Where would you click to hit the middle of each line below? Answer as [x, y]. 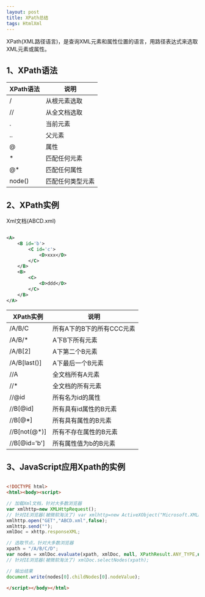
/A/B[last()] [26, 362]
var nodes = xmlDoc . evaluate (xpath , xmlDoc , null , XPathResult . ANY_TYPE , [102, 555]
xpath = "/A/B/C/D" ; [33, 549]
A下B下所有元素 [75, 340]
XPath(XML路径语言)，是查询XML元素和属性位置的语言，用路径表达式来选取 [102, 42]
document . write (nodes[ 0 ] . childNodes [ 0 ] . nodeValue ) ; [73, 577]
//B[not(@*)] [28, 431]
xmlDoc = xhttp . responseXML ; [43, 532]
